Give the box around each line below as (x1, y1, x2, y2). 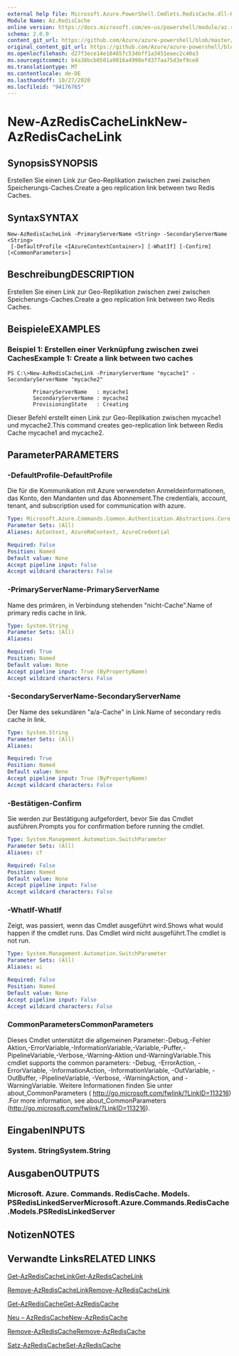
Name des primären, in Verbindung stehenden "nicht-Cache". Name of (7, 600, 213, 609)
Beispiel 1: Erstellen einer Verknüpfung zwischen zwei (7, 344, 198, 354)
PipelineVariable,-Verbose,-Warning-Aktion (7, 1051, 134, 1059)
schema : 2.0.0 (7, 30, 50, 38)
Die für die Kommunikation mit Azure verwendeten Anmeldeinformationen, (7, 487, 225, 495)
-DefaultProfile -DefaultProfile (7, 470, 112, 480)
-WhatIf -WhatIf (7, 905, 62, 915)
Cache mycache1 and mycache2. (7, 428, 105, 437)
